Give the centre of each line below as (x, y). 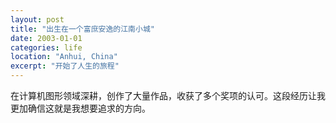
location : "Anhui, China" (64, 57)
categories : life (46, 47)
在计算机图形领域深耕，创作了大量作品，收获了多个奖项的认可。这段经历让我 (168, 95)
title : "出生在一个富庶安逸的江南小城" (82, 29)
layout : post (37, 19)
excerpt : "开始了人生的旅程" (65, 66)
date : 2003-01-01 (46, 38)
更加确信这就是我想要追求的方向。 (80, 108)
